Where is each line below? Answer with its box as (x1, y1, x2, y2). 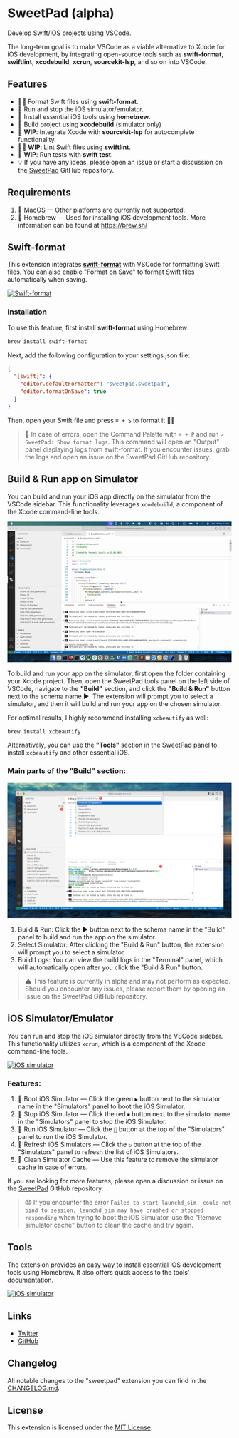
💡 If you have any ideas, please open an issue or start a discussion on (17, 158, 223, 166)
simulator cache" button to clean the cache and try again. (24, 1221, 193, 1230)
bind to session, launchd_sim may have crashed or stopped (24, 1207, 204, 1214)
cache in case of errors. (17, 1163, 88, 1171)
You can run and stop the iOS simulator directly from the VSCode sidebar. (7, 1031, 223, 1040)
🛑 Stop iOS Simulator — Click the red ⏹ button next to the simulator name (17, 1110, 231, 1118)
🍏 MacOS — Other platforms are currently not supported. (17, 205, 186, 214)
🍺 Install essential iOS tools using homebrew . (17, 112, 151, 121)
